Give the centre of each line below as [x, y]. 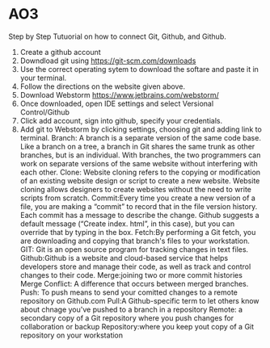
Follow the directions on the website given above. [103, 86]
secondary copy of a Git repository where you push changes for [127, 318]
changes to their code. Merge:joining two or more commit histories [131, 275]
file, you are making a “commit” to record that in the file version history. [139, 206]
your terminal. [43, 78]
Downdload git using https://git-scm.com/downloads [108, 61]
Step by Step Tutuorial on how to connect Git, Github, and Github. [117, 36]
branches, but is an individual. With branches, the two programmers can [140, 155]
